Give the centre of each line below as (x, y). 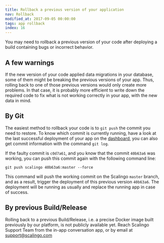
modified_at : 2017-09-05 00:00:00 (41, 19)
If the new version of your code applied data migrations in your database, (79, 74)
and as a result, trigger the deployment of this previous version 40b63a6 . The (82, 182)
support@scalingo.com (29, 235)
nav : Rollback (20, 14)
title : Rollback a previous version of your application (65, 10)
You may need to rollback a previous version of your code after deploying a (81, 42)
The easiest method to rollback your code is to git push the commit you (78, 128)
